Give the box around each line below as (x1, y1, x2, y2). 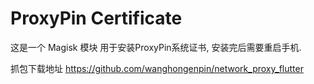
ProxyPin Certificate (10, 7, 183, 30)
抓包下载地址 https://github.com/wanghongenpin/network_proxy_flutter (10, 62, 304, 74)
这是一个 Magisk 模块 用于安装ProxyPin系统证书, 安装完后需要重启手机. (10, 41, 302, 53)
